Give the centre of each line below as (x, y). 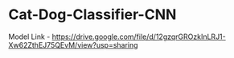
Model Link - (29, 37)
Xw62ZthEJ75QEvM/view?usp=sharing (73, 44)
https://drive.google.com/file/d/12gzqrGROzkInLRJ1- (139, 37)
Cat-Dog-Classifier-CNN (92, 15)
